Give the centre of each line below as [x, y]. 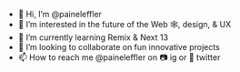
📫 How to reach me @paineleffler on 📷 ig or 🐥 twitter [119, 57]
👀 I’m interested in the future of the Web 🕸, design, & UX [125, 24]
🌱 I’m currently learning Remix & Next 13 [93, 37]
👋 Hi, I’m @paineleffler [60, 14]
